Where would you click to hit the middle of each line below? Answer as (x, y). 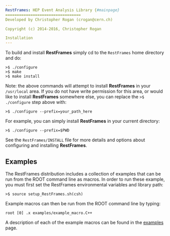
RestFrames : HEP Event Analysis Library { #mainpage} (63, 10)
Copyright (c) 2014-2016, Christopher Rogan (53, 29)
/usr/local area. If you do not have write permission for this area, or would (84, 91)
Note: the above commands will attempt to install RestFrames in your (78, 86)
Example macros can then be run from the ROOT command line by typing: (83, 203)
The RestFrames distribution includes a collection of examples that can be (83, 174)
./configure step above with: (36, 102)
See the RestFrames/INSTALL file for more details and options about (75, 140)
